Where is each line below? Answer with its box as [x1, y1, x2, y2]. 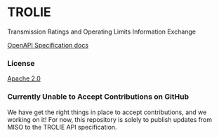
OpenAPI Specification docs [7, 41, 89, 49]
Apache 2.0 [7, 74, 41, 83]
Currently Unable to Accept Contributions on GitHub [7, 92, 190, 102]
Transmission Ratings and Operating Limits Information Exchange [7, 27, 197, 36]
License [7, 58, 35, 68]
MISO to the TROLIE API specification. [7, 123, 117, 131]
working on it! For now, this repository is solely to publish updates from [7, 115, 213, 123]
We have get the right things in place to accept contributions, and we [7, 108, 207, 116]
